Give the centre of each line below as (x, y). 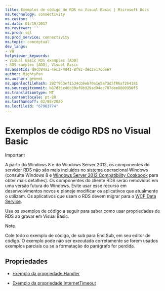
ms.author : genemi (24, 79)
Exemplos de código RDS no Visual (78, 131)
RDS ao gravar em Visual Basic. (37, 216)
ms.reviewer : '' (22, 28)
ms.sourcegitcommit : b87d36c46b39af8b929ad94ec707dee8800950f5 (72, 88)
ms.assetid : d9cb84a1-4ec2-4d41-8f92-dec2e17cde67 (58, 70)
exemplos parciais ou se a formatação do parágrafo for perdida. (70, 246)
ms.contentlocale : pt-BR (31, 97)
